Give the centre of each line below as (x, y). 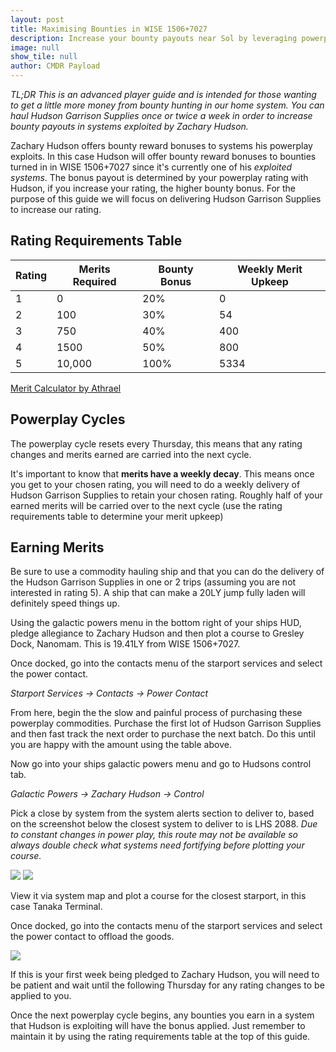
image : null (35, 47)
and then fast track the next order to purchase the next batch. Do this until (163, 734)
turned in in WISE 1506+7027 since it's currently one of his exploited (151, 167)
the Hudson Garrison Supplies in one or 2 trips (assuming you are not (153, 582)
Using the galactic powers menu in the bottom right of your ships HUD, (156, 623)
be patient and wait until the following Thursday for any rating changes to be (167, 985)
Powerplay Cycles (68, 419)
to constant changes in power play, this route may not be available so (154, 835)
